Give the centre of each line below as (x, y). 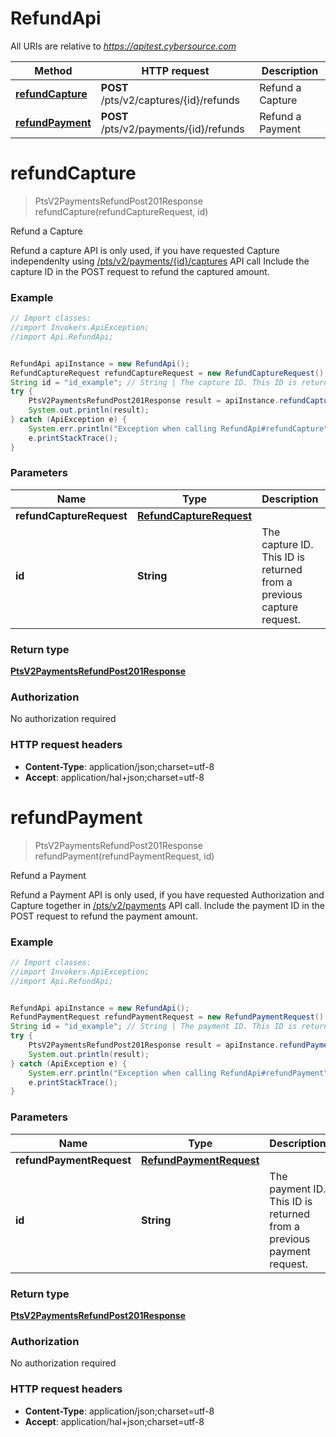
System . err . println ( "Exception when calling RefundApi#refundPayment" (178, 1073)
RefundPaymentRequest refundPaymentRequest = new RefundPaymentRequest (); (169, 1017)
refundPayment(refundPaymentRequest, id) (124, 856)
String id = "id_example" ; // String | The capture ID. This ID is (154, 382)
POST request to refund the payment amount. (104, 916)
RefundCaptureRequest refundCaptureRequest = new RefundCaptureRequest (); (169, 373)
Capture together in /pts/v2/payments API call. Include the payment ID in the (167, 905)
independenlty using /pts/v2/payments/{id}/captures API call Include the (160, 261)
